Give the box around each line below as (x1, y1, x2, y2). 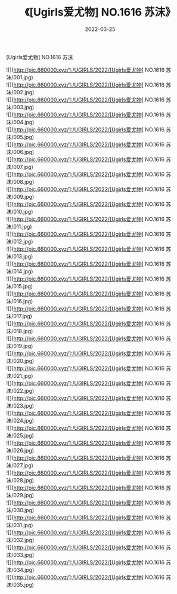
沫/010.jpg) (6, 208, 33, 215)
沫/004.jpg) (6, 118, 35, 125)
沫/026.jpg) (6, 447, 35, 454)
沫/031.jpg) (6, 521, 33, 528)
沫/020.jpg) (6, 357, 35, 364)
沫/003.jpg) (6, 103, 35, 110)
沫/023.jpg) (6, 402, 35, 409)
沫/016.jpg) (6, 297, 33, 304)
